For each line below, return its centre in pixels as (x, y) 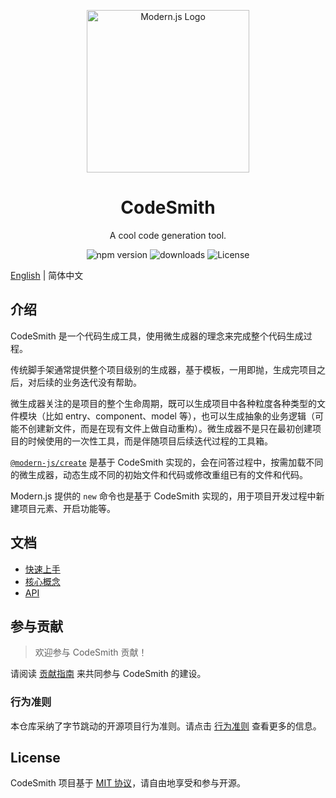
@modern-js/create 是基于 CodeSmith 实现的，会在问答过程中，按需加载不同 (167, 462)
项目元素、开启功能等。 (67, 508)
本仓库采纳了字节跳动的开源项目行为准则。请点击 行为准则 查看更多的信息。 (166, 726)
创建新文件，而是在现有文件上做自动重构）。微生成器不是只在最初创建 (170, 428)
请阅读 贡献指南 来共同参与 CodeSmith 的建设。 (108, 674)
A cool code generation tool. (168, 235)
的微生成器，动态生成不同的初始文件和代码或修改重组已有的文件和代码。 (159, 474)
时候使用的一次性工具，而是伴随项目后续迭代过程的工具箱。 (150, 441)
